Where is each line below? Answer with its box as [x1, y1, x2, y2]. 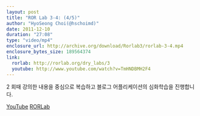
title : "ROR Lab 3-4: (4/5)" [6, 15, 80, 21]
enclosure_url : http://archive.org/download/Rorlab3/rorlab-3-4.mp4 [6, 43, 184, 49]
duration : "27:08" [6, 32, 53, 38]
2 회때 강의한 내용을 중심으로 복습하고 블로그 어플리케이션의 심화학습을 [6, 83, 174, 90]
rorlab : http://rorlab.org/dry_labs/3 [12, 60, 111, 66]
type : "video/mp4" [6, 37, 53, 43]
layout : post [6, 9, 40, 15]
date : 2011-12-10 [6, 26, 50, 32]
